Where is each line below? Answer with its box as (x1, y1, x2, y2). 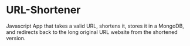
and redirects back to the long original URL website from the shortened (6, 28, 178, 35)
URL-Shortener (6, 3, 81, 17)
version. (6, 34, 26, 41)
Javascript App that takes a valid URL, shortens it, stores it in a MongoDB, (6, 22, 185, 29)
